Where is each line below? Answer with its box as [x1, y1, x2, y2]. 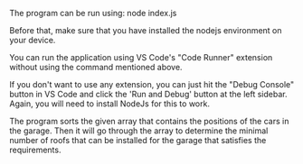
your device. [9, 35, 56, 45]
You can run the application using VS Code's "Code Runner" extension [9, 52, 273, 62]
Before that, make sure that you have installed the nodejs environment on [9, 25, 282, 35]
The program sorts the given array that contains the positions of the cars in [9, 116, 289, 126]
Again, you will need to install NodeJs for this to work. [9, 98, 211, 109]
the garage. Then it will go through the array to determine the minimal [9, 125, 269, 136]
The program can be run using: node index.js [9, 8, 177, 18]
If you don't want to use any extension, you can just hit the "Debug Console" [9, 79, 295, 89]
